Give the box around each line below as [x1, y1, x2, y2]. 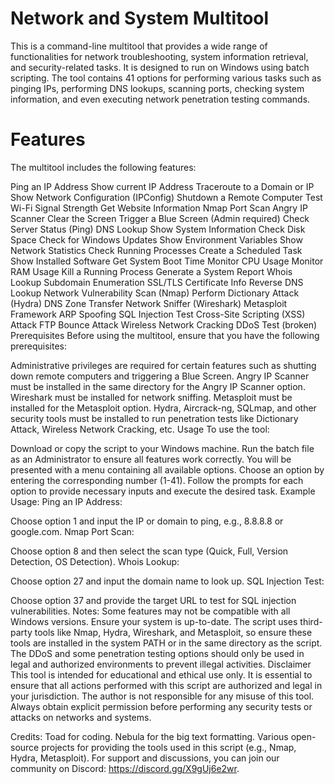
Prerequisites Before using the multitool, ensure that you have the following [10, 329, 320, 341]
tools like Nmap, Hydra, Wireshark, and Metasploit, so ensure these [34, 626, 313, 638]
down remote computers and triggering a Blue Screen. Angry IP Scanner [10, 370, 310, 382]
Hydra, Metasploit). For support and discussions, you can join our [10, 752, 280, 764]
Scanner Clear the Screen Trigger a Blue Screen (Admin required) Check [10, 212, 310, 224]
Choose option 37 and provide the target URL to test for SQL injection [10, 594, 297, 606]
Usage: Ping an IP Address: [10, 495, 123, 507]
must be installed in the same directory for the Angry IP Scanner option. [10, 380, 306, 392]
